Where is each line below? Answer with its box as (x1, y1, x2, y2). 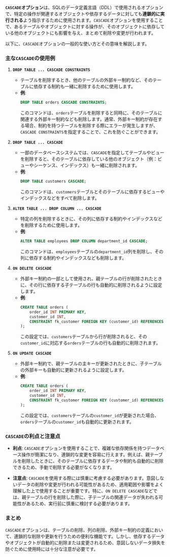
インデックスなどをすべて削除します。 (20, 195, 100, 201)
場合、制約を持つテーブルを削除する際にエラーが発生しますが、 (24, 123, 158, 129)
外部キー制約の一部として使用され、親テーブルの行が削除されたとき (20, 275, 162, 282)
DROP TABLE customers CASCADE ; (20, 179, 87, 184)
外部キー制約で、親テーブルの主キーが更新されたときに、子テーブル (20, 360, 162, 367)
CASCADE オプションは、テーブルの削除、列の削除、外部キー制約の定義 (5, 527, 150, 533)
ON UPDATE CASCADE (12, 351, 52, 356)
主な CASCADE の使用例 (5, 54, 55, 62)
